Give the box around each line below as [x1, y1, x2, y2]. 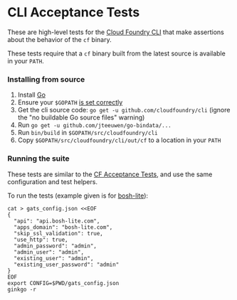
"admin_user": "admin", [14, 248, 84, 256]
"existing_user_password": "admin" [14, 261, 120, 268]
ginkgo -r [7, 286, 37, 293]
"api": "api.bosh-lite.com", [14, 218, 100, 225]
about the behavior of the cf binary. [7, 35, 112, 43]
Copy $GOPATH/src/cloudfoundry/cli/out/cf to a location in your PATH [17, 136, 221, 144]
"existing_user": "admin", [14, 255, 94, 262]
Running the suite [7, 154, 70, 164]
